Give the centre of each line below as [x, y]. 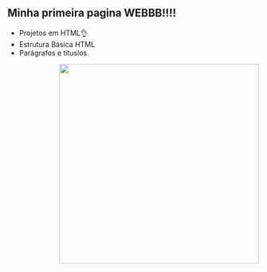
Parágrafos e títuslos [53, 53]
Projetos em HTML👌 [53, 33]
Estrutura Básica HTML [57, 44]
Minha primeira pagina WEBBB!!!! [92, 13]
